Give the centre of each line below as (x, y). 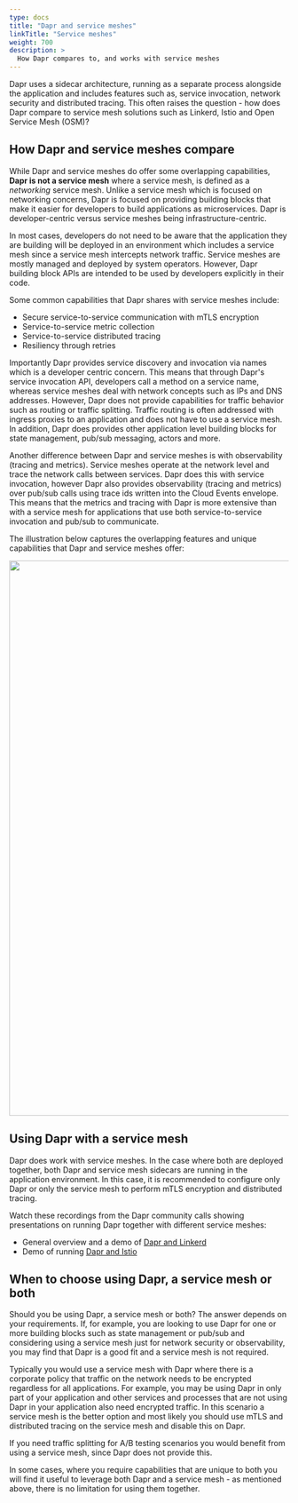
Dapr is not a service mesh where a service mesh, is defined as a (129, 180)
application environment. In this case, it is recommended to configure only (145, 1179)
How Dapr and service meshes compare (122, 150)
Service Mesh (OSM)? (50, 122)
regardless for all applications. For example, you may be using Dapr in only (145, 1388)
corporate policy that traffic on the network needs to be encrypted (130, 1379)
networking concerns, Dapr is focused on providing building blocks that (140, 199)
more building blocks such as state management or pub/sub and (127, 1333)
